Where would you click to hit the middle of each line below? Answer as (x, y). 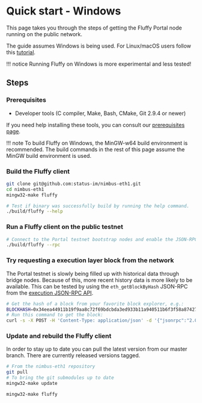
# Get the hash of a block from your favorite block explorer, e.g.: (95, 304)
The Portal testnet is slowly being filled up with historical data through (93, 273)
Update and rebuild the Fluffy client (59, 336)
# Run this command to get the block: (55, 315)
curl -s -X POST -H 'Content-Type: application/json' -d (79, 320)
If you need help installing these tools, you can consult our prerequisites (96, 125)
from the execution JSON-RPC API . (50, 293)
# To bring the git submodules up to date (60, 378)
